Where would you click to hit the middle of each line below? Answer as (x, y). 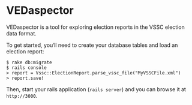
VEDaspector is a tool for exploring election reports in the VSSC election (95, 27)
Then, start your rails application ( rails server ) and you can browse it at (96, 89)
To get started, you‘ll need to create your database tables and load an (92, 45)
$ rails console (26, 67)
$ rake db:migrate (29, 62)
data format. (22, 33)
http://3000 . (22, 95)
